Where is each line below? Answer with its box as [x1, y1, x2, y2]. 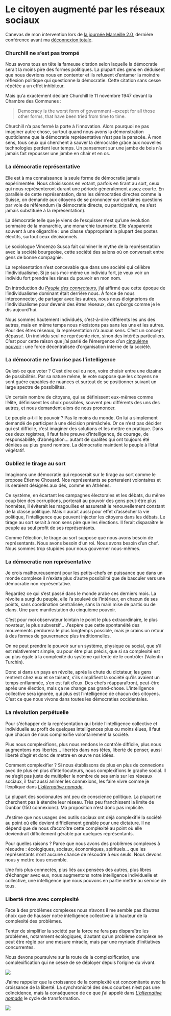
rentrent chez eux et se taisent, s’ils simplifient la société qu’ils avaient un [5, 675, 160, 681]
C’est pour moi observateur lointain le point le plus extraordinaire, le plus [5, 616, 158, 623]
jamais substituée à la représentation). [5, 207, 86, 213]
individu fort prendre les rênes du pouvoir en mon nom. [5, 275, 121, 281]
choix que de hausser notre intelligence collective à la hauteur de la [5, 912, 148, 919]
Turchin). [5, 659, 25, 665]
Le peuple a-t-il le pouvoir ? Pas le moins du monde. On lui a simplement [5, 414, 158, 420]
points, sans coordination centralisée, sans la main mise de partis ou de [5, 601, 156, 608]
